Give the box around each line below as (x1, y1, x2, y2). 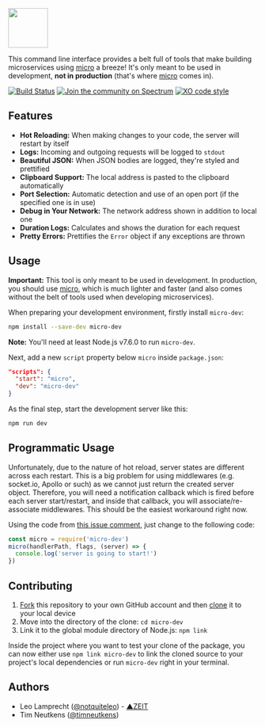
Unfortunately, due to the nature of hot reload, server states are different (8, 462, 245, 472)
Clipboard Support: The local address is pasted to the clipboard (19, 172, 229, 181)
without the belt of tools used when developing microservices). (8, 292, 214, 302)
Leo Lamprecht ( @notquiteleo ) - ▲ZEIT (19, 701, 149, 711)
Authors (8, 680, 50, 694)
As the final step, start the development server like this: (8, 404, 188, 413)
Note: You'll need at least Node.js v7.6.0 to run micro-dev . (8, 337, 195, 347)
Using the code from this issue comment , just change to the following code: (8, 520, 256, 529)
